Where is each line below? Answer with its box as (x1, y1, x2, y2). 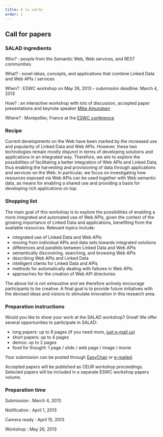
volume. (5, 375, 22, 380)
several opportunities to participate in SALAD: (5, 319, 98, 325)
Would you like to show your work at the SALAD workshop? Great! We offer (5, 314, 157, 320)
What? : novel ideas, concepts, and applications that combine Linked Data (5, 71, 155, 77)
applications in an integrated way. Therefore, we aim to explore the (5, 154, 140, 160)
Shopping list (5, 198, 38, 205)
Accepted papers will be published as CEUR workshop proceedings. (5, 364, 143, 370)
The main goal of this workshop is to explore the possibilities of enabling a (5, 209, 156, 215)
